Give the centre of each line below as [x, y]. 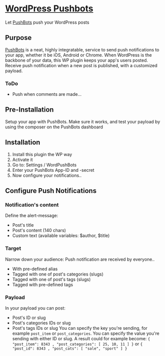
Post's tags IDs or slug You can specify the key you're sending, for [80, 328]
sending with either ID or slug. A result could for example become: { [81, 338]
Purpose [18, 38]
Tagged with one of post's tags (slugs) [51, 279]
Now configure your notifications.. [47, 175]
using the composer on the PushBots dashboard [54, 127]
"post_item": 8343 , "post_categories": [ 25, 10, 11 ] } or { [77, 344]
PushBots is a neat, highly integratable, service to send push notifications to [82, 49]
